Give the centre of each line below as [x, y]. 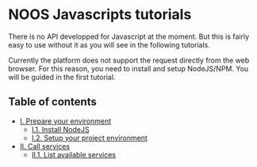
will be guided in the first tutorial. [62, 77]
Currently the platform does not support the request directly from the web [129, 60]
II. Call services [44, 146]
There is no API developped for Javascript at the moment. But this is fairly [129, 36]
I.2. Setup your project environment [90, 138]
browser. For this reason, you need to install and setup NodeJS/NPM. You [128, 68]
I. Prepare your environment [65, 121]
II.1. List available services [74, 154]
